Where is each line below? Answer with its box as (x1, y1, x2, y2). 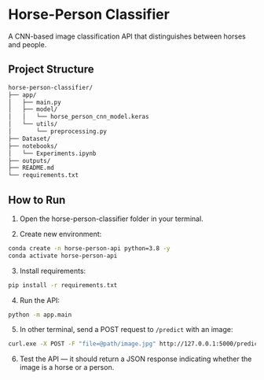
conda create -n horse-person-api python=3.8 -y (8, 244, 170, 253)
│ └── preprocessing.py (8, 127, 108, 135)
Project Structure (8, 63, 94, 76)
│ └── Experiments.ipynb (8, 149, 97, 157)
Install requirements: (19, 266, 86, 275)
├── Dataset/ (8, 135, 51, 142)
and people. (8, 39, 47, 49)
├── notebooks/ (8, 142, 58, 150)
